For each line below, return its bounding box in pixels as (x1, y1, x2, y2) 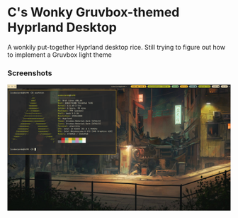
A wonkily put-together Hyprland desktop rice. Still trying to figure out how (7, 43, 225, 51)
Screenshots (7, 68, 52, 78)
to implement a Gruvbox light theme (7, 50, 112, 59)
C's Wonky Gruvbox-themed (7, 4, 180, 21)
